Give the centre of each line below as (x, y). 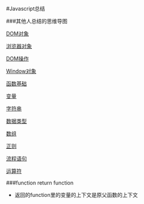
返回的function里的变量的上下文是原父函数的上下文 (76, 195)
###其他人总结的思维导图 (37, 21)
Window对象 (21, 71)
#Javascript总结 (26, 9)
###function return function (40, 183)
